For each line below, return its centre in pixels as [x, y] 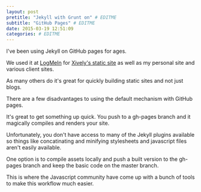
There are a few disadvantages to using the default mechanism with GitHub [100, 99]
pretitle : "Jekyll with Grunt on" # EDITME [61, 17]
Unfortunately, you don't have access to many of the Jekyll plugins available [100, 135]
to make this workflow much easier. [50, 184]
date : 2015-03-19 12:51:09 [40, 28]
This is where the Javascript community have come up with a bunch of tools [100, 177]
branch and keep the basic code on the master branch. [91, 166]
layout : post [22, 12]
